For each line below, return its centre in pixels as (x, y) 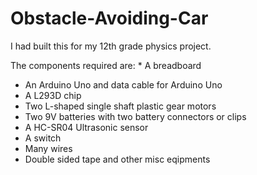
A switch (43, 138)
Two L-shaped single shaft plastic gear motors (120, 106)
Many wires (48, 148)
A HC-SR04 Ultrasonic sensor (86, 127)
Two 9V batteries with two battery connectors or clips (135, 116)
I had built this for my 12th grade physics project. (111, 46)
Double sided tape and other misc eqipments (117, 159)
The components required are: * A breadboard (106, 65)
